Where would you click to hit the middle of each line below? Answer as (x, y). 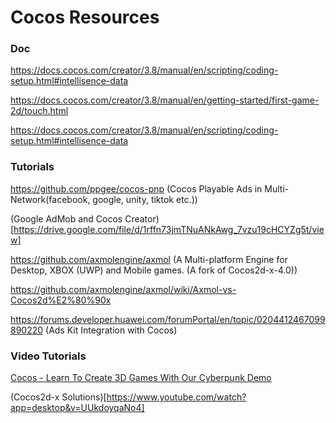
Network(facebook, (50, 199)
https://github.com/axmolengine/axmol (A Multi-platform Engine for (149, 259)
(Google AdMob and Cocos (66, 218)
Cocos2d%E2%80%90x (61, 300)
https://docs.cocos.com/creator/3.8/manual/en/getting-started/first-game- (165, 100)
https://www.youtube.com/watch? (176, 397)
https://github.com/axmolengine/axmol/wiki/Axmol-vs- (123, 289)
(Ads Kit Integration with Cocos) (111, 330)
